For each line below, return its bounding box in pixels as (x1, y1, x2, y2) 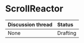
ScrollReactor (5, 3, 64, 14)
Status (57, 21, 74, 28)
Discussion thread (8, 21, 53, 28)
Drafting (57, 29, 76, 36)
